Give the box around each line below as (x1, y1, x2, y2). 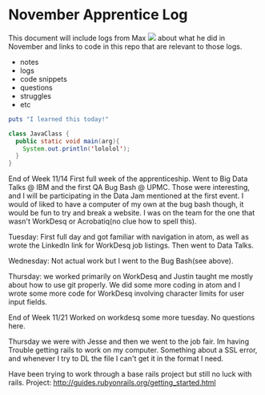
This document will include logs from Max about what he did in (8, 33, 226, 42)
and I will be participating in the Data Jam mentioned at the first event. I (8, 191, 244, 201)
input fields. (8, 297, 48, 307)
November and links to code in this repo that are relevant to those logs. (8, 42, 243, 51)
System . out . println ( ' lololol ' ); (22, 144, 130, 153)
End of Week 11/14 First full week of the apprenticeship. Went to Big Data (8, 174, 248, 183)
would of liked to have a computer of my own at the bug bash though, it (8, 200, 244, 209)
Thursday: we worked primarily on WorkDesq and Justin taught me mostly (8, 272, 254, 281)
